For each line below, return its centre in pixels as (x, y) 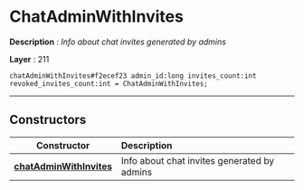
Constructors (48, 120)
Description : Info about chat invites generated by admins (118, 42)
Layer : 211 (29, 59)
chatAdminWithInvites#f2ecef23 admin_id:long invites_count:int (133, 76)
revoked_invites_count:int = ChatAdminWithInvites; (109, 83)
